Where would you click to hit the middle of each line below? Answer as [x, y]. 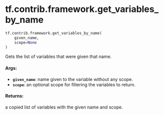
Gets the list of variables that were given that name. [58, 56]
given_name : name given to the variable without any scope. [73, 79]
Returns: [15, 96]
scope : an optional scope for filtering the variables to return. [74, 84]
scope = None [26, 42]
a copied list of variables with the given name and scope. [64, 107]
